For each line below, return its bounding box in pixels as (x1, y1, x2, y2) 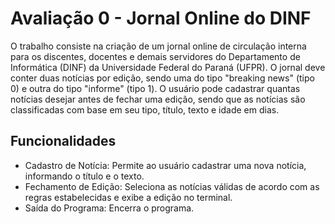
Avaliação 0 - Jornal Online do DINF (10, 7, 312, 30)
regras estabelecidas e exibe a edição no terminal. (24, 191, 233, 203)
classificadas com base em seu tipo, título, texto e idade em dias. (10, 103, 280, 116)
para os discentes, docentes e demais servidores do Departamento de (10, 50, 301, 62)
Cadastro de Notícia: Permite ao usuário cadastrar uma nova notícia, (24, 159, 307, 171)
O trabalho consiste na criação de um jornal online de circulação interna (10, 40, 307, 52)
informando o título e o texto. (24, 170, 145, 182)
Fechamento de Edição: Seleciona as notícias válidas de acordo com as (24, 180, 320, 192)
